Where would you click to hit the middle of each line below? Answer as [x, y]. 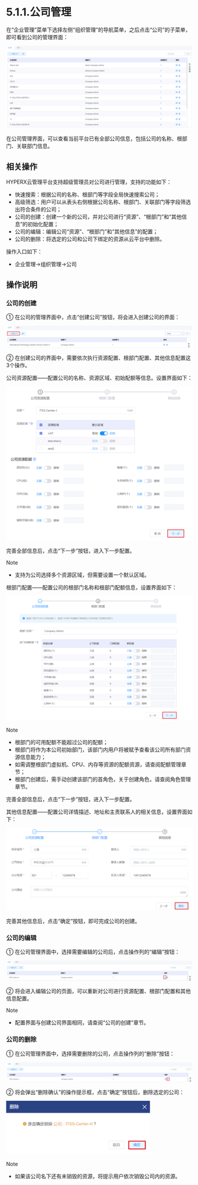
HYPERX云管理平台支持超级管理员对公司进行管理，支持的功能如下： [89, 182]
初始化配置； [43, 224]
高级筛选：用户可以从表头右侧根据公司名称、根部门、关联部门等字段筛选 [103, 202]
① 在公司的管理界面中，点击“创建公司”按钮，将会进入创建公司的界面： [93, 317]
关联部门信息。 [35, 146]
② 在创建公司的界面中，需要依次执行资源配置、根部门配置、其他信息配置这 [98, 358]
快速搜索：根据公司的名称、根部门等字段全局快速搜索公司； [87, 195]
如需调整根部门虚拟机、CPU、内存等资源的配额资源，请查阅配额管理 [98, 764]
